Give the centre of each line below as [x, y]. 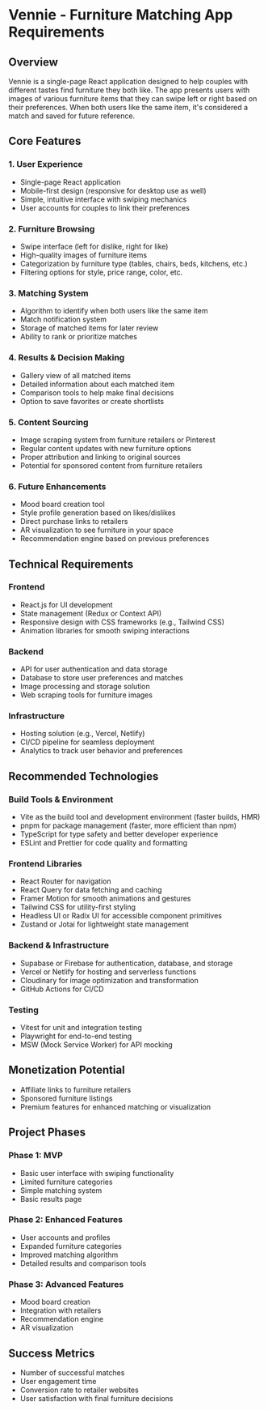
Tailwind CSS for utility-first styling [77, 907]
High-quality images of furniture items [84, 255]
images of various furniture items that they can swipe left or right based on [133, 98]
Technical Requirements [71, 564]
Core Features [45, 141]
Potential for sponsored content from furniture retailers [111, 465]
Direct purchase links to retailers [74, 522]
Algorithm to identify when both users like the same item [114, 311]
